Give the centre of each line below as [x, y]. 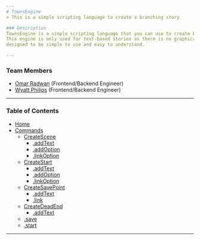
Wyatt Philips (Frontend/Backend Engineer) [68, 90]
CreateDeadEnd [43, 206]
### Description [26, 28]
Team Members [29, 70]
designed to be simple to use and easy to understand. [76, 45]
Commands [29, 130]
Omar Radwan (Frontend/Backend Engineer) [69, 83]
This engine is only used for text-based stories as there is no [89, 39]
